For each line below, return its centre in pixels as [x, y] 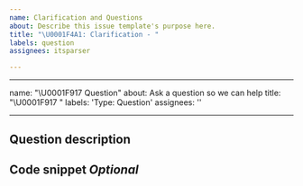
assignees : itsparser [50, 51]
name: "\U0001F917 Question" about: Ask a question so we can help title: [145, 93]
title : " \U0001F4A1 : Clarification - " [84, 34]
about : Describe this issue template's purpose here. [113, 26]
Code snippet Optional [74, 169]
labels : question [42, 43]
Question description [70, 139]
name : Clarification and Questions [76, 18]
